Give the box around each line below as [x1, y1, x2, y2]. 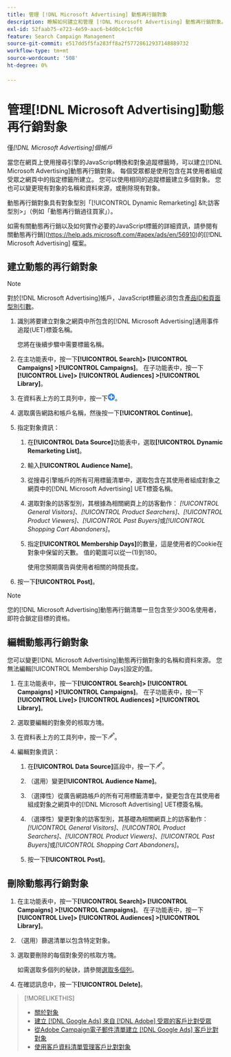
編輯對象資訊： [16, 748, 60, 756]
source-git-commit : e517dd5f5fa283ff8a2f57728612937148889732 [7, 40, 189, 48]
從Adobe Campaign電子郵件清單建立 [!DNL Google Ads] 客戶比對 [34, 1025, 219, 1034]
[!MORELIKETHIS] [23, 994, 75, 1002]
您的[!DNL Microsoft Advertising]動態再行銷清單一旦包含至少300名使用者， [7, 606, 220, 614]
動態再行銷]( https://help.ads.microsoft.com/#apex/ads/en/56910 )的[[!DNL [12, 230, 223, 238]
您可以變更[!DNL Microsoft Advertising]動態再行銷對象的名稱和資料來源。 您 [7, 656, 223, 664]
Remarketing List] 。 [27, 447, 86, 455]
